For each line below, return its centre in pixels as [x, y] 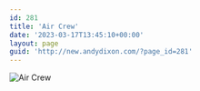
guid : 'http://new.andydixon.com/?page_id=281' [101, 52]
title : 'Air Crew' [44, 26]
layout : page [34, 43]
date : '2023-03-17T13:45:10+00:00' [77, 35]
